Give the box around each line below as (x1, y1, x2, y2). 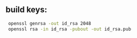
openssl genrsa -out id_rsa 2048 (8, 20, 92, 26)
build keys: (5, 5, 48, 15)
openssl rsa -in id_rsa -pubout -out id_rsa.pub (8, 26, 132, 32)
